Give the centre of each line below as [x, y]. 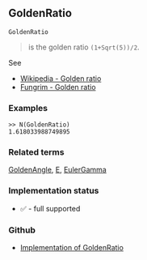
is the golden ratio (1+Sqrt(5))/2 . [84, 47]
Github [22, 230]
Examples [28, 108]
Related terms [36, 152]
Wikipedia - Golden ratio [61, 78]
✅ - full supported [50, 208]
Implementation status [54, 191]
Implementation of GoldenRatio [71, 247]
